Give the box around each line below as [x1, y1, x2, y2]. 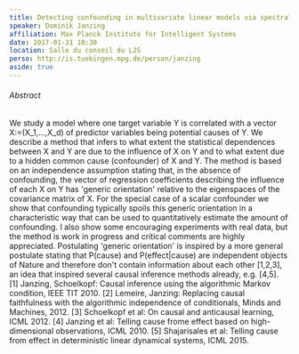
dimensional [9, 326, 54, 336]
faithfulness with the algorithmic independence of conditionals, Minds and [9, 297, 281, 308]
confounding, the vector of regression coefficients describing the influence [9, 174, 285, 185]
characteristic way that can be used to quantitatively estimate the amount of [9, 213, 288, 223]
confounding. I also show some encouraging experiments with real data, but [9, 221, 288, 232]
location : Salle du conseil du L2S [9, 46, 141, 55]
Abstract [9, 90, 42, 101]
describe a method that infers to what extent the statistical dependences [9, 137, 276, 148]
